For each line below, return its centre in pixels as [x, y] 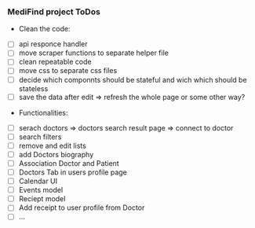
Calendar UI [38, 181]
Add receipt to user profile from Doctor [82, 208]
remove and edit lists [53, 145]
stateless [33, 88]
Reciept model [42, 199]
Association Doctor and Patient [69, 163]
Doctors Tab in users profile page [73, 172]
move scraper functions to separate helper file [94, 53]
